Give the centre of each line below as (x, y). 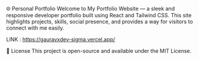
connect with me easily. (35, 28)
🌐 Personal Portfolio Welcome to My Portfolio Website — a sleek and (91, 9)
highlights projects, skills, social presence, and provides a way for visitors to (100, 21)
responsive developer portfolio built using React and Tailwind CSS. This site (99, 15)
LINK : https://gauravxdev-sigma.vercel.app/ (61, 39)
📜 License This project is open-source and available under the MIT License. (99, 51)
